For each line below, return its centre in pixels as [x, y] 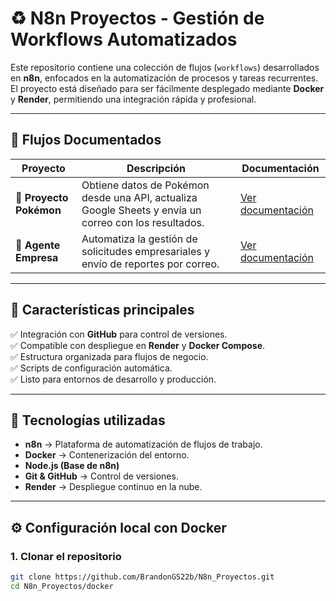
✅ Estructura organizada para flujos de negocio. [109, 356]
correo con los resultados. [143, 222]
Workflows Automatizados [124, 39]
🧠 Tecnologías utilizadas [88, 420]
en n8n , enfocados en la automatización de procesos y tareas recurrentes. [164, 78]
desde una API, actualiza [139, 197]
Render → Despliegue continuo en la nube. [113, 487]
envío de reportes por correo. [150, 264]
